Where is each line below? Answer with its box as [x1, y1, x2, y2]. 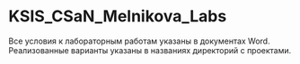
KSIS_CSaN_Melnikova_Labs [8, 6, 227, 27]
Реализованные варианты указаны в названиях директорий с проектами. [8, 44, 292, 55]
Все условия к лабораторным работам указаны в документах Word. [8, 36, 270, 46]
